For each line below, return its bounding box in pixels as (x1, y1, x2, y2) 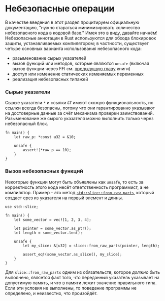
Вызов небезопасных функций (5, 168, 83, 174)
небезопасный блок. (5, 121, 48, 127)
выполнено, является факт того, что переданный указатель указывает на (5, 274, 160, 280)
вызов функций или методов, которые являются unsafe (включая (12, 60, 149, 66)
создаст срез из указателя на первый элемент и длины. (5, 195, 123, 201)
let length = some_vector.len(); (14, 230, 83, 235)
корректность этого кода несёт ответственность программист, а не (5, 184, 149, 190)
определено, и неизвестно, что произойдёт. (5, 290, 98, 296)
